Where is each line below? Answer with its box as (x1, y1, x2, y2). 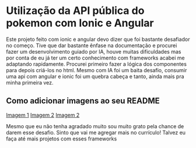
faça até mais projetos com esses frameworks (6, 135, 117, 142)
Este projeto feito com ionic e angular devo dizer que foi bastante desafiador (6, 36, 190, 43)
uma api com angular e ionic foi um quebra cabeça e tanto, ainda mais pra (6, 73, 185, 80)
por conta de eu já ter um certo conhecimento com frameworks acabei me (6, 54, 185, 61)
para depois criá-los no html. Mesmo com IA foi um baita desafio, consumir (6, 66, 187, 73)
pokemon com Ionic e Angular (6, 16, 154, 30)
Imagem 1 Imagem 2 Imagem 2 (6, 111, 80, 118)
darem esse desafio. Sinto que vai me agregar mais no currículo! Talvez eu (6, 129, 185, 136)
